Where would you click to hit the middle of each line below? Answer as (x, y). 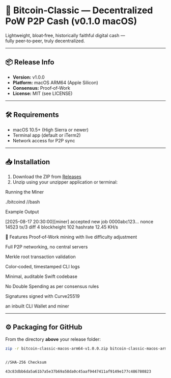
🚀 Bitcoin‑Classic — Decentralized (79, 10)
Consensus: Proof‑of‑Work (41, 88)
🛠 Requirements (32, 115)
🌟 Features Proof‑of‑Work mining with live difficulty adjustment (71, 237)
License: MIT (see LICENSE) (42, 93)
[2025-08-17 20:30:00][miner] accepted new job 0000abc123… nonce (79, 222)
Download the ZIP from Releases (47, 177)
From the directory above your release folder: (53, 339)
